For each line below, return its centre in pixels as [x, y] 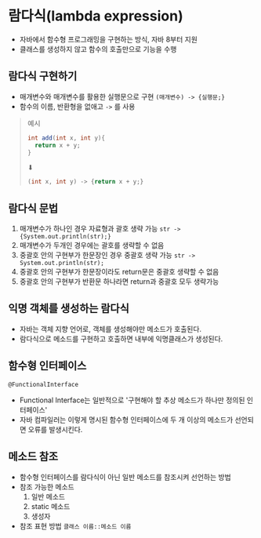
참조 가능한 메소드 [47, 486]
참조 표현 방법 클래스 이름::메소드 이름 [75, 525]
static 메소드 [51, 506]
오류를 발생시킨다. [55, 429]
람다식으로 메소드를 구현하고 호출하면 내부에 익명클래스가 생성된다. [121, 339]
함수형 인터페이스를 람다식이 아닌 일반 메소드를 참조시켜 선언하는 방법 [125, 477]
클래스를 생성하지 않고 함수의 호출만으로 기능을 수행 [98, 49]
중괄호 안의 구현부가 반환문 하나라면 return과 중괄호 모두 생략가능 [119, 282]
